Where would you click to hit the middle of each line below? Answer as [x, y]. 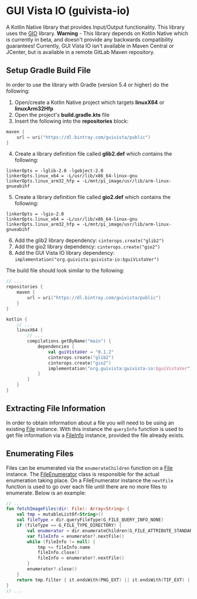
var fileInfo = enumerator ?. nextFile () [76, 536]
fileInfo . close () [59, 553]
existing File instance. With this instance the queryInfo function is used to [95, 429]
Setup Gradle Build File [48, 71]
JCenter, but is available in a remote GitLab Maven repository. [81, 52]
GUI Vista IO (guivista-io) [68, 11]
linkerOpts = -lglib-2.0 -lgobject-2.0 [55, 171]
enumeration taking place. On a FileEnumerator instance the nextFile [90, 480]
